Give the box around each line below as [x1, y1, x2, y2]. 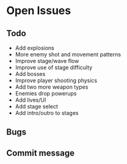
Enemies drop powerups [15, 90, 77, 97]
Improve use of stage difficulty [15, 64, 93, 71]
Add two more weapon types [15, 83, 89, 91]
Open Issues [6, 4, 71, 18]
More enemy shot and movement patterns [15, 51, 121, 58]
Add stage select [15, 103, 58, 110]
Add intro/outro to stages [15, 110, 79, 116]
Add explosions [15, 44, 55, 51]
